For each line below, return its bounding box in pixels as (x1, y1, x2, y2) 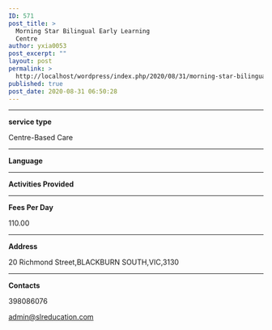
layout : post (8, 58, 53, 66)
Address (8, 242, 38, 251)
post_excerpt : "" (8, 49, 67, 58)
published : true (8, 79, 63, 88)
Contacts (8, 281, 40, 290)
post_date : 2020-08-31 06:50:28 (8, 87, 117, 96)
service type (8, 117, 53, 126)
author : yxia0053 (8, 42, 67, 50)
